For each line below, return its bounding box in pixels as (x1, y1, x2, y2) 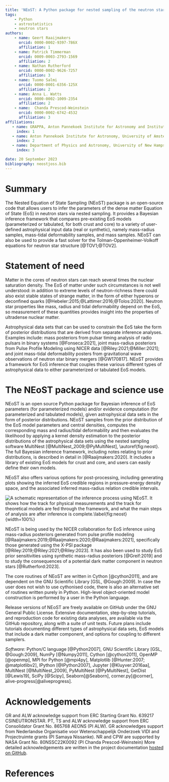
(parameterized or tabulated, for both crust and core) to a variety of (5, 221, 145, 227)
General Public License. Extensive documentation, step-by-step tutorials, (5, 610, 157, 616)
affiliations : (5, 119, 35, 125)
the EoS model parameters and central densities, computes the (5, 422, 136, 428)
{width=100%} (5, 516, 35, 523)
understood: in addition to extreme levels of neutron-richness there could (5, 287, 157, 293)
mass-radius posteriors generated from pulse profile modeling (5, 532, 134, 538)
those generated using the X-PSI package (5, 542, 92, 548)
